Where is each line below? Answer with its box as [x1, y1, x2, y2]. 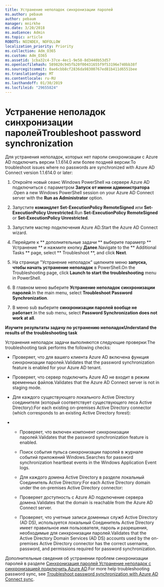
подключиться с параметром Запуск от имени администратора [12, 184, 150, 190]
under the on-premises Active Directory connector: [19, 485, 123, 491]
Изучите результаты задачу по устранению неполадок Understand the [5, 325, 157, 331]
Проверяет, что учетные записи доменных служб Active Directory [19, 515, 158, 520]
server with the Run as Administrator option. [12, 195, 104, 201]
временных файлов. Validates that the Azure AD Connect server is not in [12, 380, 160, 385]
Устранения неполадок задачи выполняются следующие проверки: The [5, 340, 156, 345]
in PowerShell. [12, 275, 42, 281]
